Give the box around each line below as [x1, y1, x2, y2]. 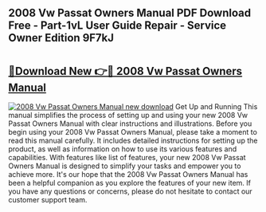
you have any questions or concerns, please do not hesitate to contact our [8, 186, 252, 196]
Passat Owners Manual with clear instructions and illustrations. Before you [8, 119, 252, 128]
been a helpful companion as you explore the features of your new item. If [8, 179, 251, 187]
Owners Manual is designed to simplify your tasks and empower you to [8, 161, 241, 171]
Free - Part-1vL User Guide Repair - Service [8, 19, 227, 33]
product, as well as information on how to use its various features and [8, 144, 237, 154]
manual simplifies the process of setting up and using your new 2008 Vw [8, 111, 248, 120]
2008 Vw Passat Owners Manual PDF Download [8, 6, 252, 20]
